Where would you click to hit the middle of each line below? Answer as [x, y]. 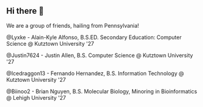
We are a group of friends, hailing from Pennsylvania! [73, 25]
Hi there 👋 [25, 11]
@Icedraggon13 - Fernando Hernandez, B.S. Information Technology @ [95, 73]
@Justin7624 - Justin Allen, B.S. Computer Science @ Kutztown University [100, 55]
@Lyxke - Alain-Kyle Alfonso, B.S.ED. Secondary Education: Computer [94, 37]
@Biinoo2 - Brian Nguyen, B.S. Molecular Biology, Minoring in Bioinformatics [102, 91]
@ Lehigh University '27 [36, 97]
